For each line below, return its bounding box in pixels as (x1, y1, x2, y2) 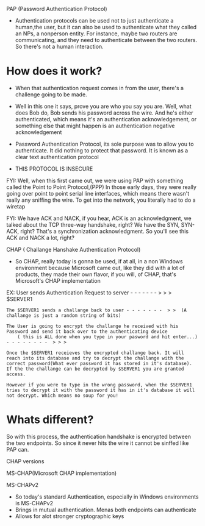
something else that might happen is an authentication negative (15, 122, 175, 129)
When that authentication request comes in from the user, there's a (15, 84, 184, 91)
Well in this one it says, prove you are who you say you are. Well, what (15, 102, 192, 110)
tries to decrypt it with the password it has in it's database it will (6, 387, 195, 393)
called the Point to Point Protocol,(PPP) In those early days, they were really (6, 183, 197, 191)
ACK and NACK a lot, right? (6, 234, 75, 241)
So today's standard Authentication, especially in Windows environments (15, 493, 199, 500)
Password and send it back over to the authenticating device (6, 329, 168, 335)
